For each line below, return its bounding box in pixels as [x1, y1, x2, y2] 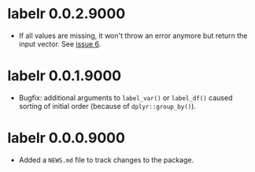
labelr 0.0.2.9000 [7, 5, 126, 23]
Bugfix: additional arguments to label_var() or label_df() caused [18, 92, 233, 103]
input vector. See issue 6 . [18, 39, 102, 48]
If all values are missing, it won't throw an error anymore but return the [18, 31, 248, 40]
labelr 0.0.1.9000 [7, 67, 122, 85]
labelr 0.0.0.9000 [7, 129, 125, 147]
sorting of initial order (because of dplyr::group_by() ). [18, 101, 196, 110]
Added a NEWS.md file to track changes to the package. [18, 155, 194, 164]
